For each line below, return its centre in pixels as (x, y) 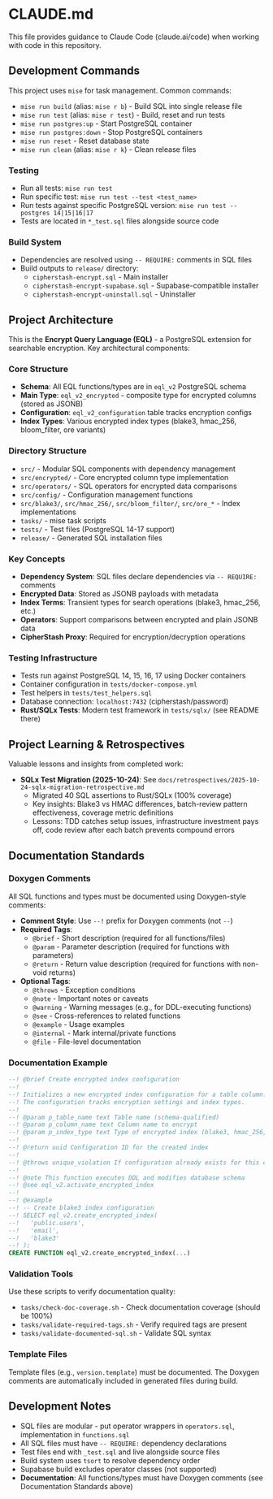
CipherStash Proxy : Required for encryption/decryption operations (133, 637)
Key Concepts (37, 559)
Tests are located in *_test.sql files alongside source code (119, 221)
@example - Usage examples (78, 1024)
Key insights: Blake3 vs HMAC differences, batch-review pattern (140, 804)
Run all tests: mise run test (66, 188)
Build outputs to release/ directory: (79, 268)
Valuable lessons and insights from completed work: (96, 764)
